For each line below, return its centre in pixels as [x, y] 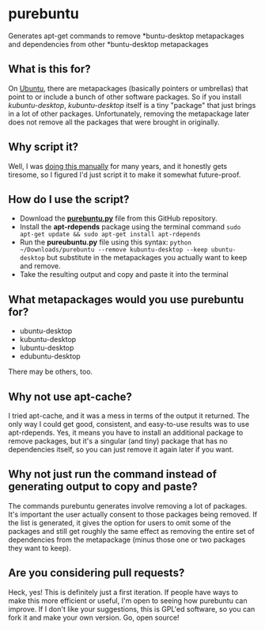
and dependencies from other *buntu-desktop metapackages [108, 44]
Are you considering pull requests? [97, 573]
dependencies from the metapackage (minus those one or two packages [127, 540]
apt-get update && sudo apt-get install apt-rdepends [110, 235]
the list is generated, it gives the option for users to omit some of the [120, 522]
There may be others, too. [51, 372]
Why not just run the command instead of [113, 474]
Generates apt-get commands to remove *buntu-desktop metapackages [126, 36]
